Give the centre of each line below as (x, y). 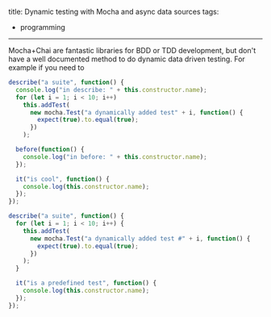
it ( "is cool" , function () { (63, 179)
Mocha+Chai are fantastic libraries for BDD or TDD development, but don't (132, 50)
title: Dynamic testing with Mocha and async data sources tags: (114, 12)
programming (43, 27)
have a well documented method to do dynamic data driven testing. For (127, 59)
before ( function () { (50, 149)
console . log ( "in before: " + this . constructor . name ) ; (115, 156)
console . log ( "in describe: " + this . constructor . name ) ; (111, 90)
